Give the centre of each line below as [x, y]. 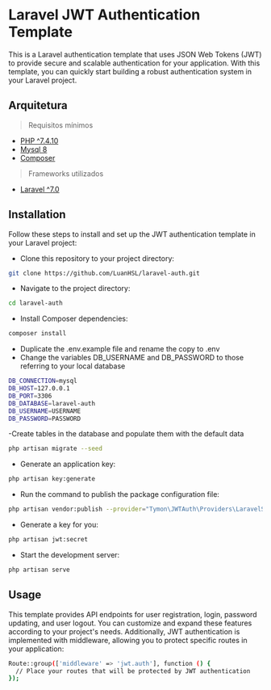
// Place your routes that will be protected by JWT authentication [133, 671]
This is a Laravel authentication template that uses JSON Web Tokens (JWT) [135, 54]
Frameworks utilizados [66, 173]
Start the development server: [70, 554]
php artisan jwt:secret [48, 540]
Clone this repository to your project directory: [97, 258]
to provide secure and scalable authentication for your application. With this [134, 63]
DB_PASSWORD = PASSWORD [45, 419]
